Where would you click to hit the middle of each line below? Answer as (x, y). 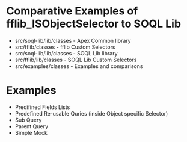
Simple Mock (31, 132)
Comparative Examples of (72, 11)
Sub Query (28, 120)
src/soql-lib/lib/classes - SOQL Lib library (66, 53)
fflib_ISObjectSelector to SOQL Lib (94, 24)
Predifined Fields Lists (42, 107)
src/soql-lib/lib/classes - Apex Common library (73, 40)
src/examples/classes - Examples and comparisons (79, 66)
